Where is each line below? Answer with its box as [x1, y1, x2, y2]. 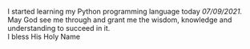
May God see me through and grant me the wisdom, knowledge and [7, 15, 232, 24]
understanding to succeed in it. [7, 24, 111, 32]
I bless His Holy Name [7, 32, 81, 41]
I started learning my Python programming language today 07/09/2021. [7, 7, 242, 16]
